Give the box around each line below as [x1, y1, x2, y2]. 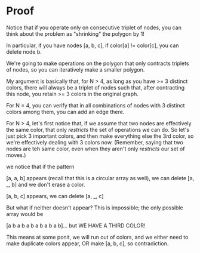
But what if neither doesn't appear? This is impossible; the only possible [6, 204, 183, 211]
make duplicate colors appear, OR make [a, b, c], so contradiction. [6, 240, 169, 247]
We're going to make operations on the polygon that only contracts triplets [6, 60, 189, 67]
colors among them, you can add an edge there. [6, 108, 125, 115]
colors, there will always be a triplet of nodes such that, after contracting [6, 84, 185, 91]
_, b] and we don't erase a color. [6, 181, 85, 188]
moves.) [6, 151, 26, 159]
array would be [6, 210, 44, 217]
